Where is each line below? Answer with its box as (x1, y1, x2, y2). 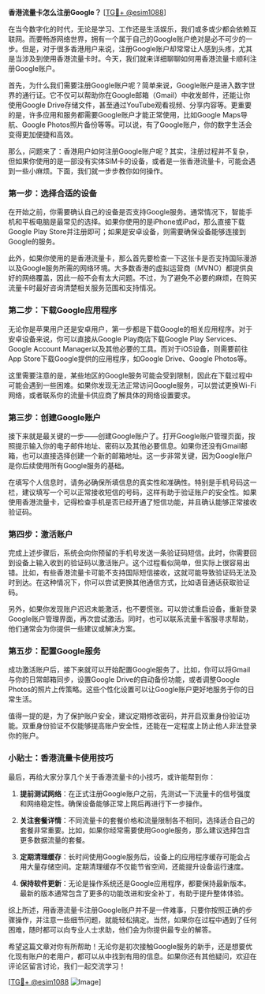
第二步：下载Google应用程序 (8, 305, 118, 316)
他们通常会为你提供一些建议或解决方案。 (8, 624, 140, 634)
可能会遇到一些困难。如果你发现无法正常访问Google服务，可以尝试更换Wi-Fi (8, 380, 256, 389)
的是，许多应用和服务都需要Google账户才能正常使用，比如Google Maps (8, 110, 241, 119)
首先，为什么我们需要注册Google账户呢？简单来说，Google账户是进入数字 (8, 80, 248, 90)
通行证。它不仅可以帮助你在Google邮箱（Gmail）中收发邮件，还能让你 (21, 91, 251, 99)
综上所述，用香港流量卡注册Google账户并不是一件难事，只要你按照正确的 (8, 905, 246, 914)
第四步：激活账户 (8, 528, 73, 539)
